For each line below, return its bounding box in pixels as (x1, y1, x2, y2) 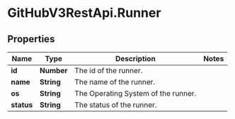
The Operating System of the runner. (74, 89, 197, 98)
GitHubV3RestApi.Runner (7, 5, 161, 21)
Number (39, 65, 68, 75)
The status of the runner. (74, 100, 157, 110)
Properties (7, 33, 55, 45)
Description (115, 54, 156, 63)
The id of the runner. (74, 65, 143, 75)
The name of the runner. (74, 77, 156, 87)
